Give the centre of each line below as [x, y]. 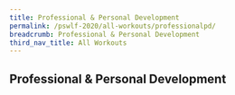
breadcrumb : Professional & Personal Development [105, 34]
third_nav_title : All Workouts [68, 43]
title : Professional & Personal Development [94, 17]
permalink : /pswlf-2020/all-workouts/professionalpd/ [113, 26]
